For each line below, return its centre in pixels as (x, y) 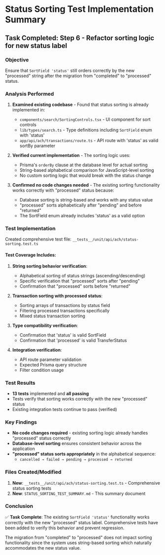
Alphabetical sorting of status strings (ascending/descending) (82, 275)
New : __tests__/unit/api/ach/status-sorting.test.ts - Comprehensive (86, 483)
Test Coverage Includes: (31, 255)
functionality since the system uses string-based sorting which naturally (78, 543)
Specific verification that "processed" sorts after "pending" (80, 281)
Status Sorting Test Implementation (79, 9)
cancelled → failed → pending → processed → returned (76, 460)
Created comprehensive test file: (38, 239)
